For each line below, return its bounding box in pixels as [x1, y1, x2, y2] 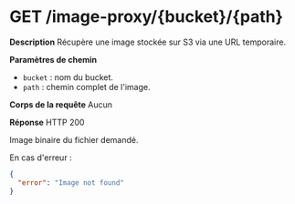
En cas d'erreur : [9, 152, 72, 163]
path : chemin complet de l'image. [22, 81, 151, 92]
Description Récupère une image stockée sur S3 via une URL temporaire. [9, 36, 286, 47]
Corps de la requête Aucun [9, 98, 112, 110]
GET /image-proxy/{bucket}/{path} [9, 6, 283, 27]
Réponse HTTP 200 [9, 117, 85, 127]
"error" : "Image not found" [17, 178, 125, 188]
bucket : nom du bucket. [22, 71, 114, 83]
